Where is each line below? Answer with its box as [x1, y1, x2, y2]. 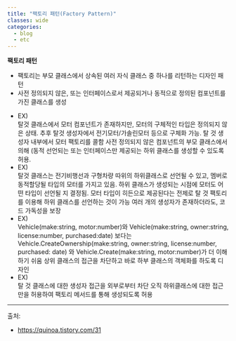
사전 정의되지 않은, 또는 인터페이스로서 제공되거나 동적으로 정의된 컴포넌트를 [17, 89, 226, 98]
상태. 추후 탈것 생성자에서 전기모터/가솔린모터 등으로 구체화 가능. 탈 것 [25, 129, 216, 138]
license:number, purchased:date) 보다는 [17, 232, 132, 240]
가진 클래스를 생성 [17, 98, 67, 106]
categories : [7, 23, 42, 30]
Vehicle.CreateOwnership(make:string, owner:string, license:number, [17, 239, 218, 248]
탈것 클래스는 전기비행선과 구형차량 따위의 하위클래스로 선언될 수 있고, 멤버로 [17, 171, 228, 180]
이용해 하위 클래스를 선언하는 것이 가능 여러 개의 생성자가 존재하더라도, [25, 198, 218, 206]
